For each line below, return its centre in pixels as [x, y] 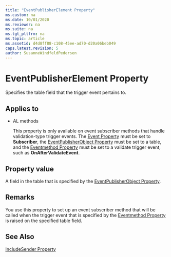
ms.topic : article [25, 39]
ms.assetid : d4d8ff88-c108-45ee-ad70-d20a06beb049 [61, 44]
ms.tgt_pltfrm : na [25, 34]
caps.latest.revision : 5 [32, 48]
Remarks [20, 197]
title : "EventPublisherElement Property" [50, 10]
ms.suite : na [19, 29]
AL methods [25, 121]
